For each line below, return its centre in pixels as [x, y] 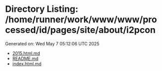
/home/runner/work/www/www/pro [81, 19]
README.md [25, 58]
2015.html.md [26, 53]
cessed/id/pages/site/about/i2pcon [81, 30]
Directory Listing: [42, 9]
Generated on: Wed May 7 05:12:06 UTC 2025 [52, 43]
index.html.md [27, 64]
